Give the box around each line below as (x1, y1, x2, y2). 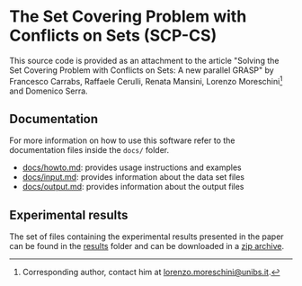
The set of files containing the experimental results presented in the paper (9, 231, 285, 242)
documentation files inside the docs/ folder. (9, 145, 170, 156)
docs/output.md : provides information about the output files (22, 182, 244, 192)
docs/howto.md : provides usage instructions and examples (22, 162, 242, 173)
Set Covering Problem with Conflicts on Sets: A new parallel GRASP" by (9, 65, 274, 76)
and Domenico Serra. (9, 85, 88, 96)
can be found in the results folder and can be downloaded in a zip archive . (9, 241, 285, 252)
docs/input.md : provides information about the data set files (22, 172, 245, 183)
